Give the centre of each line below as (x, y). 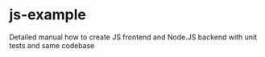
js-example (48, 15)
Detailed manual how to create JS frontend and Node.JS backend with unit (133, 37)
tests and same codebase (52, 45)
